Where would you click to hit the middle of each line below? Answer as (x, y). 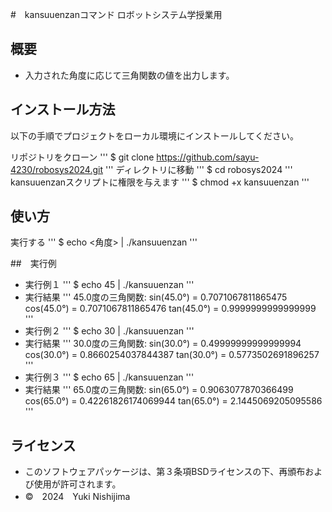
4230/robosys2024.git (57, 169)
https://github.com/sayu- (208, 157)
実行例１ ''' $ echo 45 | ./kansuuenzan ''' (109, 285)
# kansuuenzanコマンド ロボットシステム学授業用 (116, 14)
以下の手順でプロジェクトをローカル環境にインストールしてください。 (154, 135)
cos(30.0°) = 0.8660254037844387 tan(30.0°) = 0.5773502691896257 (172, 355)
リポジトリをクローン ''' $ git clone (82, 157)
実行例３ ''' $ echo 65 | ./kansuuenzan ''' (109, 377)
